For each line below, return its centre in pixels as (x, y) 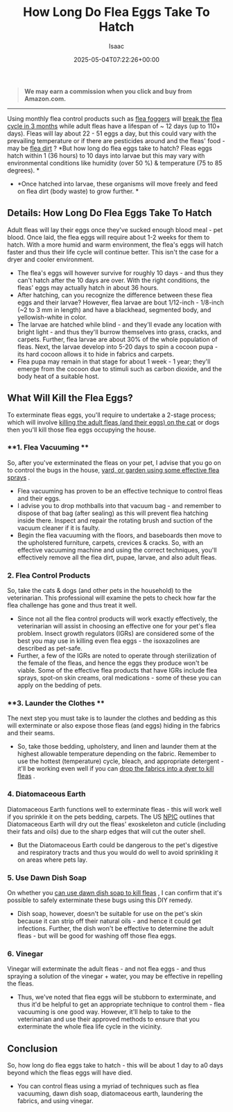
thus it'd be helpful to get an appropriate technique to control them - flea (121, 1004)
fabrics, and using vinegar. (55, 1101)
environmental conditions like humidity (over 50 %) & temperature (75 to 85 (115, 163)
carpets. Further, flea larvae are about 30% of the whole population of (118, 339)
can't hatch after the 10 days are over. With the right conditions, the (113, 280)
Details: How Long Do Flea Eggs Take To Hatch (110, 213)
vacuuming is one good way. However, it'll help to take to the (104, 1012)
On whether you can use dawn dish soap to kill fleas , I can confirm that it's (115, 893)
